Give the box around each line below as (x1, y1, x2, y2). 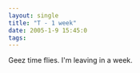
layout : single (8, 11, 59, 20)
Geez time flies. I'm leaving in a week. (8, 56, 134, 65)
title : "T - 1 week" (8, 19, 78, 27)
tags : (8, 33, 26, 42)
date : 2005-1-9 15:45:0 (8, 26, 88, 34)
